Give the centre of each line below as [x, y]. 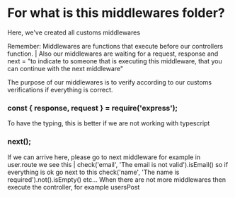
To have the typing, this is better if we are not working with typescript [109, 123]
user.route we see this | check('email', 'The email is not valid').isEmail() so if [118, 164]
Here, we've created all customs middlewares [74, 32]
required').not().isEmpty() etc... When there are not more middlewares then [117, 179]
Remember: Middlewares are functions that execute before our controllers [115, 46]
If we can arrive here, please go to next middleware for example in [104, 157]
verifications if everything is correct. [60, 89]
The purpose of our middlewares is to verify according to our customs [110, 82]
